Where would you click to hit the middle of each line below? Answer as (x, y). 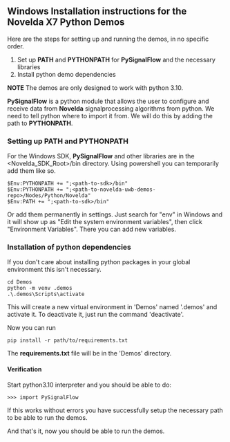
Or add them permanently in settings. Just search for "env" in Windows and (115, 214)
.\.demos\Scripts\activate (46, 294)
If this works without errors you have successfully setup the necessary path (115, 410)
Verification (25, 369)
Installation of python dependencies (69, 247)
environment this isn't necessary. (54, 270)
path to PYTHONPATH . (40, 123)
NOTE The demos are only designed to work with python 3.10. (95, 88)
